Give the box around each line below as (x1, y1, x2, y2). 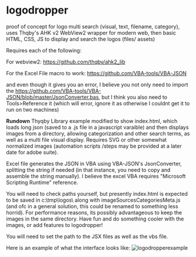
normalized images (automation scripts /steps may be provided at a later (6, 142, 182, 149)
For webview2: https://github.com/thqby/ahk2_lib (6, 58, 125, 65)
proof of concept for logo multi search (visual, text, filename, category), (6, 23, 180, 30)
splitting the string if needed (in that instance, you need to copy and (6, 166, 171, 173)
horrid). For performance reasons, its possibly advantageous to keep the (6, 209, 182, 216)
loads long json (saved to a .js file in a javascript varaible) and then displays (6, 124, 190, 131)
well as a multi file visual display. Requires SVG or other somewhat (6, 136, 167, 143)
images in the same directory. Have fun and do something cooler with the (6, 215, 184, 222)
